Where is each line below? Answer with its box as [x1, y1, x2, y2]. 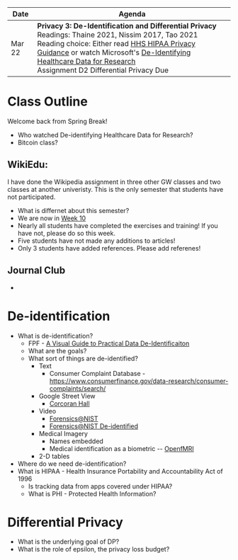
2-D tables [38, 452, 70, 460]
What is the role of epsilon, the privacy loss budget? [17, 545, 170, 554]
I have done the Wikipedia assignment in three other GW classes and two [7, 177, 221, 186]
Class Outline [7, 93, 89, 110]
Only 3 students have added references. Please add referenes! [17, 244, 201, 252]
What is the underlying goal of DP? [17, 537, 120, 546]
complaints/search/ [49, 384, 106, 392]
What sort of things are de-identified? [28, 354, 138, 362]
